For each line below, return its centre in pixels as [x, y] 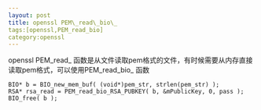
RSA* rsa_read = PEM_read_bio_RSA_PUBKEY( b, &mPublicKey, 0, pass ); [126, 92]
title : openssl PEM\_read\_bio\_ [63, 23]
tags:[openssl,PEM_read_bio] [56, 30]
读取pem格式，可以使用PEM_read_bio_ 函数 [79, 70]
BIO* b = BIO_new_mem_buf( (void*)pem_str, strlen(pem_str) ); [114, 85]
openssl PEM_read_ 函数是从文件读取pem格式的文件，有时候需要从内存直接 [130, 60]
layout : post [29, 15]
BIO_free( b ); [33, 98]
